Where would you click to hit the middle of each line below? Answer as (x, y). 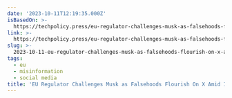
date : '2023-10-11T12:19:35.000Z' (57, 13)
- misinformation (38, 71)
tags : (15, 59)
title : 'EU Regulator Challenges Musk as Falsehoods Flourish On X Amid (114, 84)
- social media (35, 78)
